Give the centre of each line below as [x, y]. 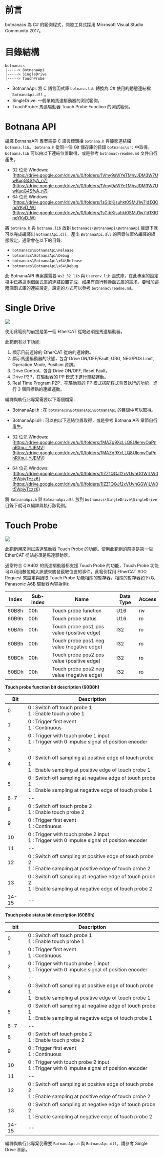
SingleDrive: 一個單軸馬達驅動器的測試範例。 [57, 100]
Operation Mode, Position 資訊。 [45, 364]
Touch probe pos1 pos [78, 626]
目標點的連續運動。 [45, 389]
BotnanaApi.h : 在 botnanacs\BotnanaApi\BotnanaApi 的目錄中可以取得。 [84, 410]
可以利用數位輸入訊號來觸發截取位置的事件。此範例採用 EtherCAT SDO [76, 571]
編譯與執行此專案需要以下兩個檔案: [40, 399]
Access [148, 599]
